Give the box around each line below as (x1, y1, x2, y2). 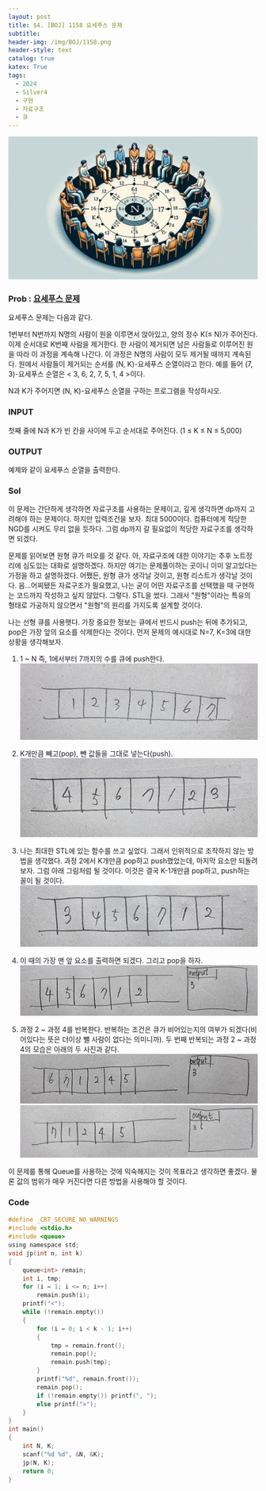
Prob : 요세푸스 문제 (8, 293, 81, 304)
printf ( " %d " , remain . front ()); (36, 1375, 140, 1383)
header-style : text (8, 46, 73, 55)
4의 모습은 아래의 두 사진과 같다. (19, 1044, 120, 1054)
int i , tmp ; (22, 1274, 62, 1282)
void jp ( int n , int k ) (8, 1249, 83, 1258)
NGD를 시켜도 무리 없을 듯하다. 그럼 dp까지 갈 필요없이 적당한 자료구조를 (8, 524, 233, 534)
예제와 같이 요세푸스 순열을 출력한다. (8, 464, 120, 474)
